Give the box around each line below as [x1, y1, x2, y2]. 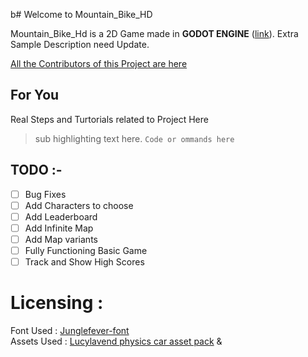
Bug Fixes [24, 188, 67, 200]
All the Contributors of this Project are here [10, 58, 188, 69]
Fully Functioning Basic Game [24, 244, 148, 256]
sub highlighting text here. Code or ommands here [34, 132, 235, 144]
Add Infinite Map [24, 222, 94, 234]
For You [10, 87, 60, 104]
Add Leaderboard [24, 210, 98, 223]
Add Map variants [24, 233, 98, 245]
